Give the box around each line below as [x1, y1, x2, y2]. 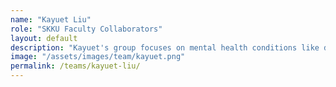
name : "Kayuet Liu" [10, 14, 92, 25]
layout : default [10, 33, 78, 43]
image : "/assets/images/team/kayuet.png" [10, 52, 186, 62]
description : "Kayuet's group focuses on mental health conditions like [10, 42, 320, 53]
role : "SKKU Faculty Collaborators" [10, 24, 163, 34]
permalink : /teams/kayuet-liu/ [10, 61, 141, 71]
